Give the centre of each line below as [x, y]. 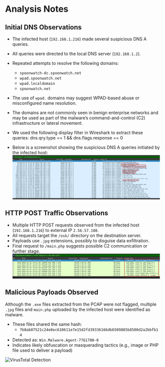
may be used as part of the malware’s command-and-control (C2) [79, 118]
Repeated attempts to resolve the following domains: [66, 63]
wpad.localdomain [37, 84]
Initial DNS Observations [43, 27]
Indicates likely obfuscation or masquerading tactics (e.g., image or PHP [85, 345]
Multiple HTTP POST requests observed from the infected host [76, 225]
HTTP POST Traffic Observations [57, 213]
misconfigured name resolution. [44, 103]
